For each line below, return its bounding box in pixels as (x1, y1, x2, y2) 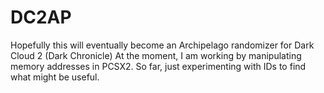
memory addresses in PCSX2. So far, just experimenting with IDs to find (10, 60, 307, 72)
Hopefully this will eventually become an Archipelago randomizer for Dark (10, 39, 315, 51)
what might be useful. (10, 71, 100, 83)
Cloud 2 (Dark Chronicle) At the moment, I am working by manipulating (10, 49, 302, 61)
